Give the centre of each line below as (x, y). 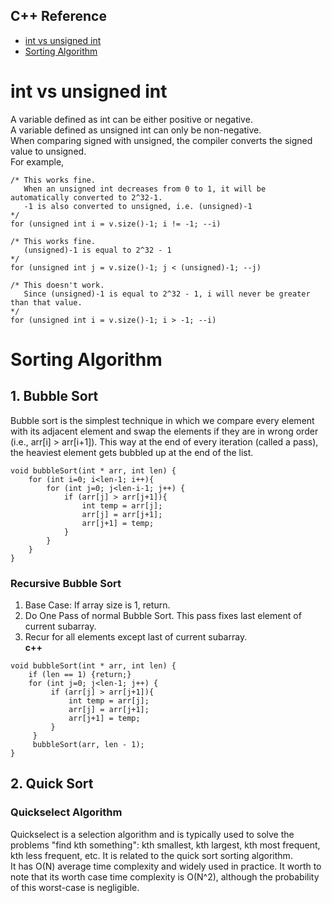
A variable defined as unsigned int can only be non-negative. (136, 130)
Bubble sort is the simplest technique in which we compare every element (162, 420)
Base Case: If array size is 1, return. (97, 605)
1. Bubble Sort (54, 396)
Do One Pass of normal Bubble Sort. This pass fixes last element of (163, 616)
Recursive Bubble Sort (66, 583)
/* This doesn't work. (57, 285)
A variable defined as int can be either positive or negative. (131, 119)
